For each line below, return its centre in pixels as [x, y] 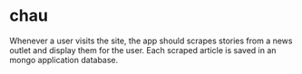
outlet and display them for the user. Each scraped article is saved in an [143, 50]
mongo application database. [64, 60]
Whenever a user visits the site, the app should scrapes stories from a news [151, 41]
